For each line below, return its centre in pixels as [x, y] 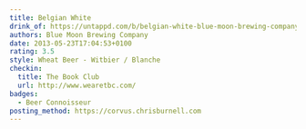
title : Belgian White [51, 18]
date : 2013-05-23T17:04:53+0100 [71, 43]
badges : [24, 94]
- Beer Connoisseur [55, 102]
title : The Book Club [59, 77]
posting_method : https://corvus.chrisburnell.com [106, 111]
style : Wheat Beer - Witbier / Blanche [85, 60]
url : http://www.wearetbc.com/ [77, 85]
